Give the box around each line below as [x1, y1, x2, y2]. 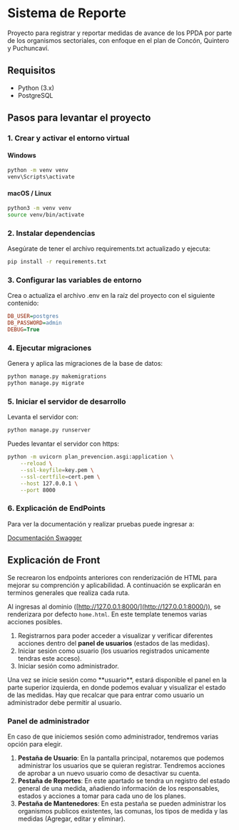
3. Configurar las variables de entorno [7, 275, 142, 285]
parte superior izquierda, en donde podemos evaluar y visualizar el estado [7, 683, 226, 691]
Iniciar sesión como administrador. [17, 661, 119, 670]
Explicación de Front [7, 554, 101, 566]
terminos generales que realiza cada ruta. [7, 588, 130, 597]
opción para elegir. [7, 739, 63, 748]
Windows [7, 151, 36, 159]
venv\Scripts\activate [7, 174, 75, 181]
